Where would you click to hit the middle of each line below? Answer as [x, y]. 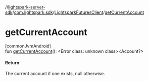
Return [12, 62]
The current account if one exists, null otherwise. [55, 74]
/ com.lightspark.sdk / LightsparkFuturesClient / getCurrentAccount [78, 12]
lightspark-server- [27, 7]
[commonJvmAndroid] [28, 46]
